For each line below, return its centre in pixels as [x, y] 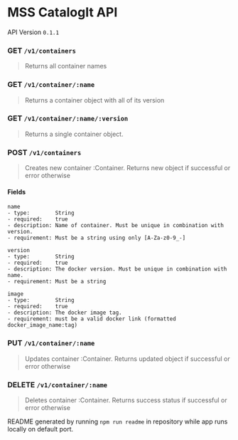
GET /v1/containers [42, 51]
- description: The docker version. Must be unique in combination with [117, 269]
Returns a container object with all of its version [94, 100]
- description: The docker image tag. [65, 313]
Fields [17, 192]
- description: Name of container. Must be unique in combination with [115, 226]
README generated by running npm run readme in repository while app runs [118, 421]
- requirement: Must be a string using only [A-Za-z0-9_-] [97, 238]
